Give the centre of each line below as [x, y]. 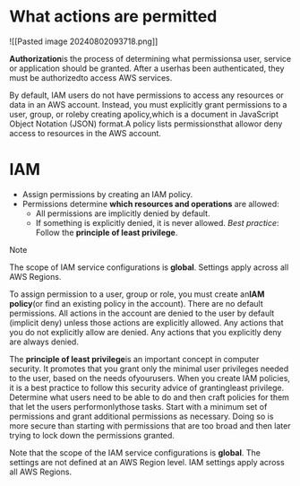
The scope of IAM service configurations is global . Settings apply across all [149, 267]
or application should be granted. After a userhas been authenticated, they [147, 68]
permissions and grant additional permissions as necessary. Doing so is [141, 416]
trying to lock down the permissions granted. [92, 435]
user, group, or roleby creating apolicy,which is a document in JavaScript [144, 114]
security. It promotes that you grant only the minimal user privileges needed [149, 369]
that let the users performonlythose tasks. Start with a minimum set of [138, 406]
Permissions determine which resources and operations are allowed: [150, 204]
